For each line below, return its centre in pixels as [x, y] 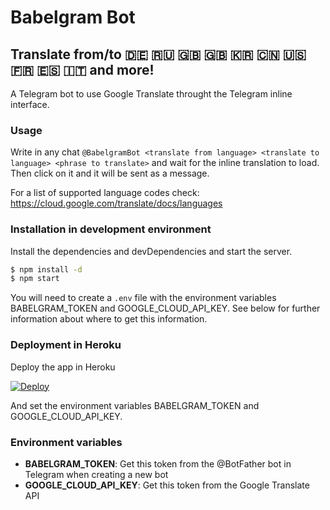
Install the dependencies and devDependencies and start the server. [151, 251]
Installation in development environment [111, 229]
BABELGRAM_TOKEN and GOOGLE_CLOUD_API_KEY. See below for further [165, 308]
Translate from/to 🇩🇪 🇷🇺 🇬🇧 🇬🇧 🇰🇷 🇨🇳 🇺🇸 [158, 54]
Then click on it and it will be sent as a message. [110, 173]
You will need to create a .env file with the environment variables [143, 298]
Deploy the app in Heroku [63, 367]
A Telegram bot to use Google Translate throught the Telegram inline [151, 94]
